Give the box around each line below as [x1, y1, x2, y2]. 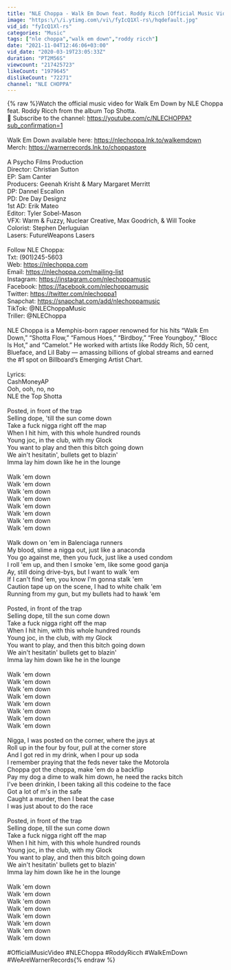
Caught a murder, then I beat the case [7, 795, 115, 803]
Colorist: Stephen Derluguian [7, 224, 89, 232]
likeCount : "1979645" [7, 68, 69, 74]
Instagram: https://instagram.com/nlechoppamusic [7, 275, 151, 283]
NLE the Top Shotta [7, 392, 63, 400]
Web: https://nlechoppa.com [7, 260, 88, 269]
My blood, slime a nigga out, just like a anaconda [7, 546, 146, 555]
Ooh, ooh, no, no [7, 385, 55, 393]
